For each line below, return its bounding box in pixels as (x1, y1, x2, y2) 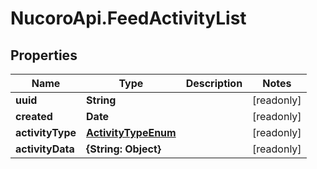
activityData (15, 142, 75, 156)
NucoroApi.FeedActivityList (10, 7, 247, 30)
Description (185, 77, 243, 90)
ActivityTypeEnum (86, 126, 177, 139)
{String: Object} (86, 142, 162, 156)
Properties (10, 47, 78, 64)
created (15, 110, 53, 123)
